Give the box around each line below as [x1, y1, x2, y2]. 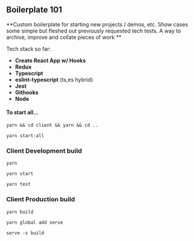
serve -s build [6, 230, 45, 236]
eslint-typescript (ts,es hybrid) [14, 76, 93, 83]
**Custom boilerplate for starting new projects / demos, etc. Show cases [6, 20, 189, 28]
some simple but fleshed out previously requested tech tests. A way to [6, 27, 181, 34]
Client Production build [6, 195, 75, 204]
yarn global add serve [6, 219, 63, 225]
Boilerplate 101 [6, 5, 62, 15]
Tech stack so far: [6, 45, 51, 52]
